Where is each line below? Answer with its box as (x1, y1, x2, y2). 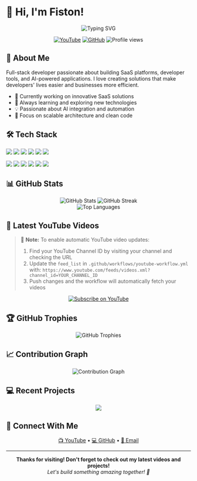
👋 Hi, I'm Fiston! (6, 5, 84, 19)
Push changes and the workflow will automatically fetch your (29, 278, 176, 285)
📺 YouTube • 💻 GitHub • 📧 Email (58, 437, 139, 444)
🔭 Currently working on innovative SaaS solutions (14, 92, 134, 99)
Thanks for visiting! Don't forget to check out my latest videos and (16, 456, 181, 463)
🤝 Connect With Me (6, 421, 79, 431)
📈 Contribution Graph (6, 349, 88, 359)
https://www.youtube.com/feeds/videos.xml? (42, 268, 151, 273)
